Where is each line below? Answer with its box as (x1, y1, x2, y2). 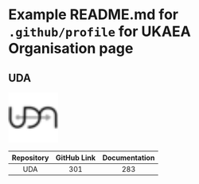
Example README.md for (8, 6, 179, 24)
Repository (11, 153, 49, 162)
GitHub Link (55, 153, 96, 162)
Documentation (102, 153, 155, 162)
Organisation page (8, 40, 134, 57)
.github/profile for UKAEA (8, 22, 191, 41)
